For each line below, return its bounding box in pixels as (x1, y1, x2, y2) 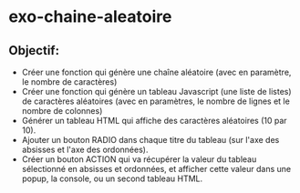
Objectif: (8, 43, 60, 58)
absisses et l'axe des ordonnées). (21, 144, 149, 155)
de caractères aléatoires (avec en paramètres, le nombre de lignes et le (21, 96, 291, 107)
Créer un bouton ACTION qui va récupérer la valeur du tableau (21, 154, 257, 165)
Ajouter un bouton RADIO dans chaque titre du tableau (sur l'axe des (21, 135, 280, 145)
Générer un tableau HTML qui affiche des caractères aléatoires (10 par (21, 116, 288, 126)
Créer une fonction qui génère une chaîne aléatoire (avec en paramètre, (21, 66, 292, 77)
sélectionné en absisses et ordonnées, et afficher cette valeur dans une (21, 164, 292, 174)
